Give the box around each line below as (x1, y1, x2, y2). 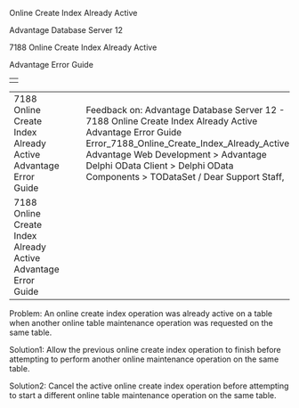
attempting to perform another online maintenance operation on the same (9, 354, 279, 364)
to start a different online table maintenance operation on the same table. (9, 390, 277, 400)
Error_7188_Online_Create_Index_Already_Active (85, 137, 290, 150)
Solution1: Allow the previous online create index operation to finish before (9, 345, 282, 355)
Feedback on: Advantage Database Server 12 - (85, 104, 286, 116)
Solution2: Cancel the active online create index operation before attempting (9, 380, 289, 391)
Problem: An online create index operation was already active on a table (9, 308, 273, 319)
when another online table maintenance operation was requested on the (9, 318, 273, 328)
